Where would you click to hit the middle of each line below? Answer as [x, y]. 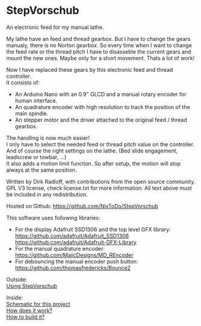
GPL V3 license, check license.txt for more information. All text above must [99, 188]
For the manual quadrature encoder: [60, 248]
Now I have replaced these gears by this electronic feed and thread [90, 69]
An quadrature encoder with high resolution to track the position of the [103, 107]
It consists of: [23, 83]
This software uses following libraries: [53, 218]
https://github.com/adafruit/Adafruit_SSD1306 [72, 236]
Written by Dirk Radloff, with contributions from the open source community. [101, 181]
